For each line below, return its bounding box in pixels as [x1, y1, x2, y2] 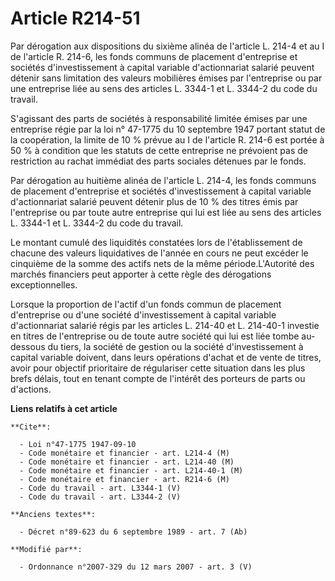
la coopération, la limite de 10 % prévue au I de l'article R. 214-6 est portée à [10, 133, 325, 146]
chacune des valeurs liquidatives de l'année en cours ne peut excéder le [10, 247, 309, 259]
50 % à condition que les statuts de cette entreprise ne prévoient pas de [10, 144, 308, 156]
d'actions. [10, 383, 52, 395]
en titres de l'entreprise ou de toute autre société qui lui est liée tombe [10, 330, 300, 342]
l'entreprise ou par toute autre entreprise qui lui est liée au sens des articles [10, 206, 322, 218]
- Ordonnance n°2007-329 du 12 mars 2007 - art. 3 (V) [19, 562, 253, 572]
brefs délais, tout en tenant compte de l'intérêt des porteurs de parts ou [10, 372, 306, 384]
